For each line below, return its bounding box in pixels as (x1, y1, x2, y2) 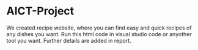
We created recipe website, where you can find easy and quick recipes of (6, 24, 192, 31)
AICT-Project (6, 4, 75, 18)
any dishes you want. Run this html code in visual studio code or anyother (6, 30, 192, 37)
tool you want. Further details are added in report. (6, 37, 131, 44)
